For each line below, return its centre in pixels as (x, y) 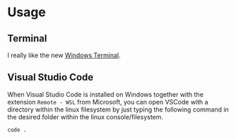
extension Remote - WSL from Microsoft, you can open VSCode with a (108, 102)
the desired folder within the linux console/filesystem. (85, 116)
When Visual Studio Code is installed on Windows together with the (105, 94)
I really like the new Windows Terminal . (64, 55)
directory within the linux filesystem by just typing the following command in (118, 109)
